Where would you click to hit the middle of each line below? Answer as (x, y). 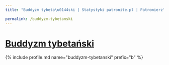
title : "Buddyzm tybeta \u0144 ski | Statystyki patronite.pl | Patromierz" (85, 10)
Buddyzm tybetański (50, 43)
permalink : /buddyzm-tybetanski (39, 19)
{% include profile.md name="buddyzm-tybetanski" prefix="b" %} (74, 57)
